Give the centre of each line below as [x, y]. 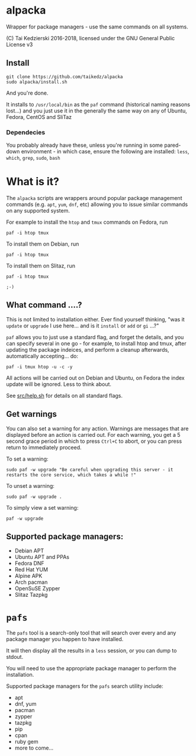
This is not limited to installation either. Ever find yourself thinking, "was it [95, 319]
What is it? [33, 182]
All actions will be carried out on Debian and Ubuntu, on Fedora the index [95, 378]
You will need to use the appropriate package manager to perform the [91, 668]
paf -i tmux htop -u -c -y [39, 367]
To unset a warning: [30, 485]
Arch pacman [31, 582]
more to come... [34, 748]
